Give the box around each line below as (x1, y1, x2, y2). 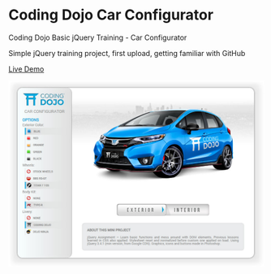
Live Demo (8, 63, 45, 74)
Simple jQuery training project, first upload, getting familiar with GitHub (8, 48, 246, 58)
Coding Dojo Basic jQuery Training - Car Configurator (8, 33, 187, 42)
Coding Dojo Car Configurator (8, 6, 213, 24)
